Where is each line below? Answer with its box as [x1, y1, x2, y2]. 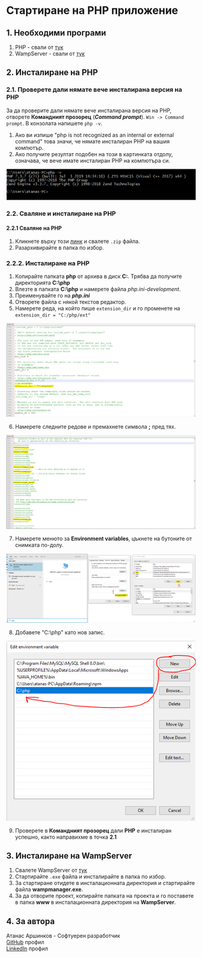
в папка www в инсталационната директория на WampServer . [14, 899, 176, 906]
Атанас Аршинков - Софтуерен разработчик [6, 932, 120, 939]
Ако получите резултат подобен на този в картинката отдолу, [14, 150, 173, 157]
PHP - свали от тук [14, 43, 64, 51]
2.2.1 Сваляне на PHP [6, 224, 62, 232]
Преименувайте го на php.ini [14, 292, 90, 299]
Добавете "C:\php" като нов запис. [14, 629, 105, 636]
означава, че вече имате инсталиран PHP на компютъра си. [14, 157, 170, 164]
